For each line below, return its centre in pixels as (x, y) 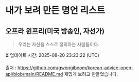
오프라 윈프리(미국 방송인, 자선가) (55, 31)
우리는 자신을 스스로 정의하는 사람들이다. (58, 44)
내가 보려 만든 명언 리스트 (55, 11)
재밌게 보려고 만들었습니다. (91, 74)
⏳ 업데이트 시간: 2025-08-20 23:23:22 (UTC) (52, 55)
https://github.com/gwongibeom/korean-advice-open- (75, 68)
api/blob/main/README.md (34, 74)
